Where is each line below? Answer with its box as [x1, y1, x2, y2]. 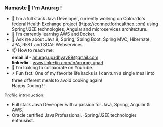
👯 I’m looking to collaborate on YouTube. [11, 65, 94, 71]
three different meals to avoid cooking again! [11, 77, 103, 83]
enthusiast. [11, 118, 35, 124]
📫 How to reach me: [11, 47, 54, 53]
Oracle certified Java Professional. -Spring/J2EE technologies [11, 112, 137, 118]
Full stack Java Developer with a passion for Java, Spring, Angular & [11, 102, 150, 108]
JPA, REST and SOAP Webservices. [11, 42, 84, 48]
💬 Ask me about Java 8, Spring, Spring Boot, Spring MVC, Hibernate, [11, 36, 151, 42]
